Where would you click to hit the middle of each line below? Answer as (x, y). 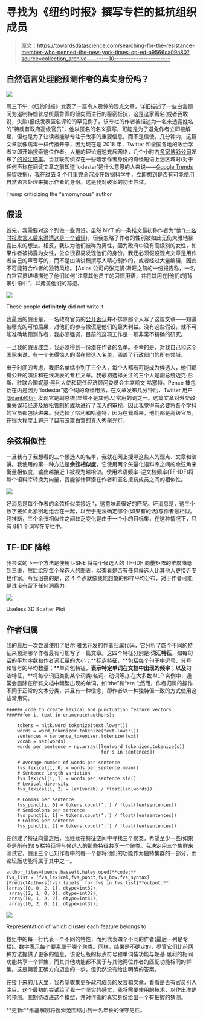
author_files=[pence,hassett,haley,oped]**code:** (71, 872)
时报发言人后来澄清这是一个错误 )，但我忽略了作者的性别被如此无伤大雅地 (97, 238)
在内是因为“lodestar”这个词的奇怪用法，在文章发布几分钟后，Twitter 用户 (102, 390)
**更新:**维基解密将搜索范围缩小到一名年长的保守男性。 (76, 1010)
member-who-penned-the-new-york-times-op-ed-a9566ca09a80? (105, 52)
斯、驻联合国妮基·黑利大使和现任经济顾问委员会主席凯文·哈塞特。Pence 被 (98, 382)
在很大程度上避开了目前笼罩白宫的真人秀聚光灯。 (67, 420)
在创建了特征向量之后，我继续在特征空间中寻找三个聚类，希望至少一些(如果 (100, 838)
